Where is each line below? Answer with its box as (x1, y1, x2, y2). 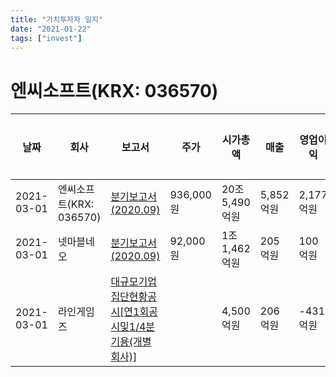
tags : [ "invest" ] (10, 33, 83, 43)
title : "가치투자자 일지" (10, 14, 104, 25)
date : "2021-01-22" (10, 24, 92, 34)
